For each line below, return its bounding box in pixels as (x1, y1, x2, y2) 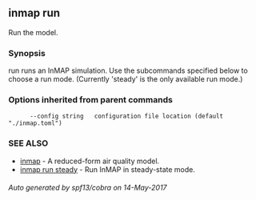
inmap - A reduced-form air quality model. (19, 156, 160, 166)
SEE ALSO (8, 138, 49, 149)
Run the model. (8, 27, 58, 37)
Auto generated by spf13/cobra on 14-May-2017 (8, 183, 167, 193)
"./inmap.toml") (8, 119, 62, 127)
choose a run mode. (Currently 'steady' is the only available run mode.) (8, 74, 243, 84)
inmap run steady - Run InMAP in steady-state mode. (19, 164, 196, 174)
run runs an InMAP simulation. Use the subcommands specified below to (8, 66, 248, 75)
